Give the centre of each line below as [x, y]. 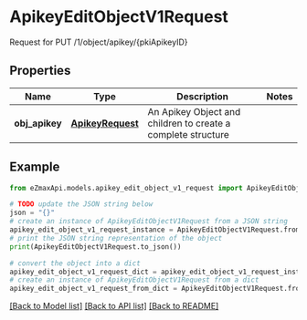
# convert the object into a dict [75, 263]
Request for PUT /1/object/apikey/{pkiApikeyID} [99, 42]
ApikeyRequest [105, 123]
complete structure [189, 134]
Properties [40, 71]
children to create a [189, 123]
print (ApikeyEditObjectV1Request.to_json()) [95, 247]
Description [203, 96]
